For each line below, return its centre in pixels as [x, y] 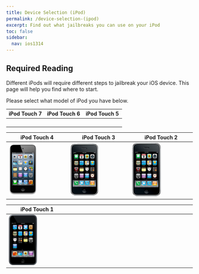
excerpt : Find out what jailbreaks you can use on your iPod [83, 25]
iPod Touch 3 [99, 137]
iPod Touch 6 [64, 114]
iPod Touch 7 [25, 114]
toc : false [20, 31]
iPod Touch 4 [37, 137]
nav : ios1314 [28, 44]
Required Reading [40, 68]
